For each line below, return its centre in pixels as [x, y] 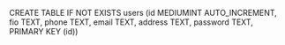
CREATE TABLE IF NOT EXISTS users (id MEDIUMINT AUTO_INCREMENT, [143, 13]
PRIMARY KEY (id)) [44, 31]
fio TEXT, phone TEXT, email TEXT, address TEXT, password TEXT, [131, 22]
